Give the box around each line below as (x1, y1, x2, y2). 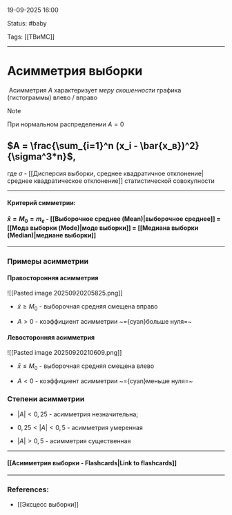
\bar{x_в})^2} (139, 140, 200, 152)
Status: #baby (7, 19, 47, 27)
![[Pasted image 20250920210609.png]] (7, 349, 122, 357)
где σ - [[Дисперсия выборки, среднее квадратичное (7, 169, 166, 177)
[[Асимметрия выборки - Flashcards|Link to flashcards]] (7, 459, 177, 467)
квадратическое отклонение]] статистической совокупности (33, 176, 215, 185)
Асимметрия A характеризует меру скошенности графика (8, 86, 182, 94)
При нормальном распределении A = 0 (7, 120, 124, 128)
